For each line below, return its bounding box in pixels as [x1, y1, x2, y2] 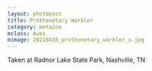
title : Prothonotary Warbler [7, 17, 94, 24]
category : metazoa [7, 23, 62, 30]
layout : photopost [7, 10, 62, 18]
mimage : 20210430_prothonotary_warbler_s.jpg [7, 37, 144, 44]
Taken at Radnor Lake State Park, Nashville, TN [7, 56, 146, 64]
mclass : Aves [7, 30, 46, 37]
